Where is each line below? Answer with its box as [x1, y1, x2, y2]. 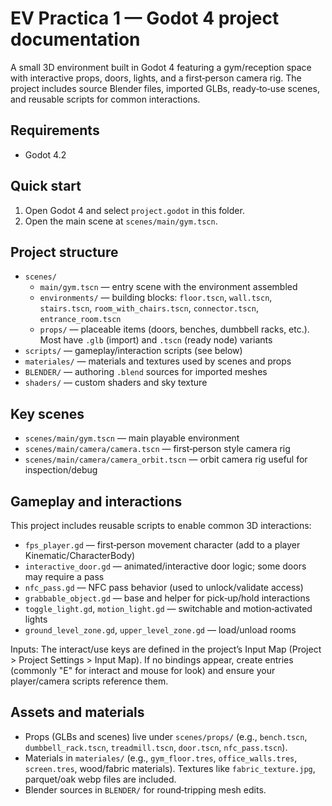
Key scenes [10, 405, 85, 422]
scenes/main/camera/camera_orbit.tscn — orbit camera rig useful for [24, 453, 308, 466]
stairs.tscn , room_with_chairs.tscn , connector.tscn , [39, 302, 259, 314]
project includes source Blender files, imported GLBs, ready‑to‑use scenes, [10, 82, 320, 94]
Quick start [10, 178, 82, 195]
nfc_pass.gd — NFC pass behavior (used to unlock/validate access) [24, 582, 304, 593]
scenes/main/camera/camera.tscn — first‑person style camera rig [24, 443, 291, 455]
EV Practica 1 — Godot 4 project [10, 7, 280, 30]
